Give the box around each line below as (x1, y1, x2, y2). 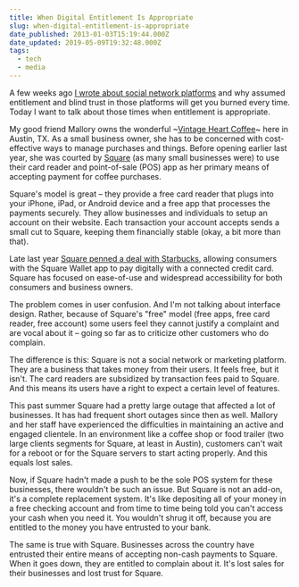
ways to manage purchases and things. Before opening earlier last (43, 142, 287, 153)
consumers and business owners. (9, 281, 134, 292)
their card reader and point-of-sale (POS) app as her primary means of (9, 162, 270, 172)
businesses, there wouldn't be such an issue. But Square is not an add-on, (9, 483, 283, 494)
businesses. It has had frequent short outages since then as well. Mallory (9, 409, 278, 420)
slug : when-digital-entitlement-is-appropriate (9, 21, 190, 30)
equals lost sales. (9, 457, 73, 467)
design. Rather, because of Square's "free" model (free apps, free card (9, 308, 270, 319)
